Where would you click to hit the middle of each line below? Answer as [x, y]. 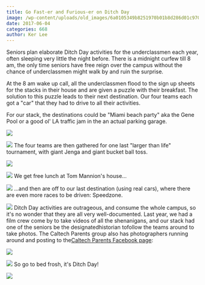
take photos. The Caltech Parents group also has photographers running [97, 234]
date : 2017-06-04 [28, 23]
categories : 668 [27, 29]
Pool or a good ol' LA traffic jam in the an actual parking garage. [87, 121]
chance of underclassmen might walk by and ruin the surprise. [85, 72]
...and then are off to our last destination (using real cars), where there [102, 189]
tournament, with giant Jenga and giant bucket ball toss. [77, 152]
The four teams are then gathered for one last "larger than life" [92, 146]
